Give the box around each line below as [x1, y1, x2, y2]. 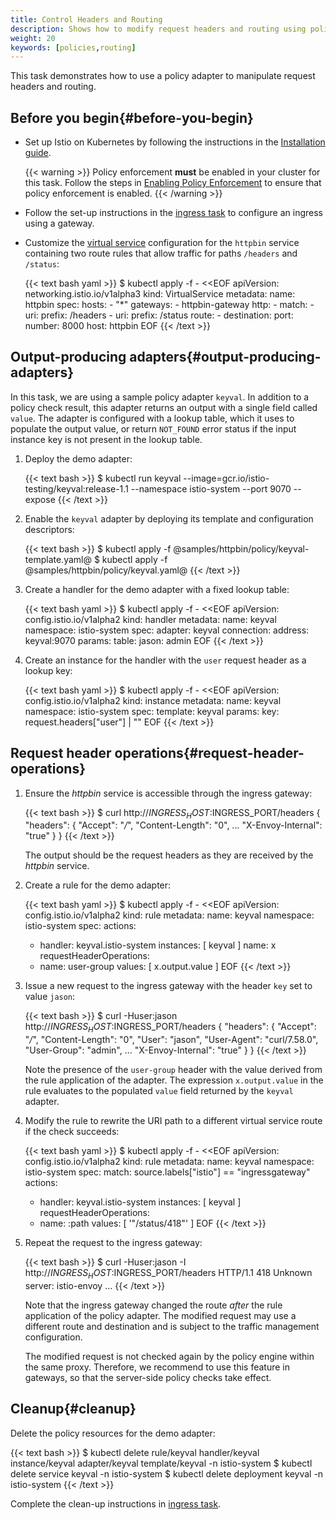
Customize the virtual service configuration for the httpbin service [24, 237, 300, 249]
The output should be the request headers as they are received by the [24, 849, 314, 861]
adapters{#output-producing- [129, 349, 322, 366]
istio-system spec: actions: [24, 920, 137, 932]
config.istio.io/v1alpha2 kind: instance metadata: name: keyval [24, 694, 282, 706]
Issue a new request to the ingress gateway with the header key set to [24, 980, 313, 992]
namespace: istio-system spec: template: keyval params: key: [24, 705, 280, 717]
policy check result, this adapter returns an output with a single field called [10, 401, 318, 413]
